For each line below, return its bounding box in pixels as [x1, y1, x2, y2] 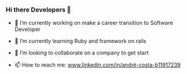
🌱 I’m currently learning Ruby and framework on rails [14, 38, 146, 45]
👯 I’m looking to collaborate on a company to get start [14, 49, 149, 56]
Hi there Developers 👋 [5, 5, 71, 14]
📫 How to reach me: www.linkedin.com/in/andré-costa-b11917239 [14, 61, 181, 69]
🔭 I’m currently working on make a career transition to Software [14, 19, 174, 27]
